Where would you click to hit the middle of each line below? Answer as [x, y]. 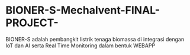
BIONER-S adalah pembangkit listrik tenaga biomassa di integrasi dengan [95, 39]
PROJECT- [32, 23]
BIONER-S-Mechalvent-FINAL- [83, 10]
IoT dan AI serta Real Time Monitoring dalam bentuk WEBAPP [80, 46]
